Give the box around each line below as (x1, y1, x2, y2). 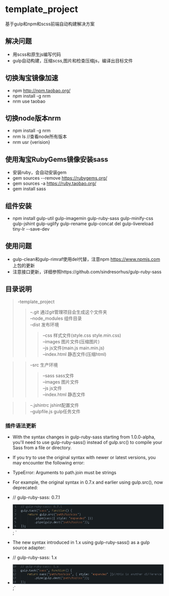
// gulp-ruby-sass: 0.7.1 (12, 494, 60, 500)
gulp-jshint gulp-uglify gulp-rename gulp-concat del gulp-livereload (12, 220, 154, 227)
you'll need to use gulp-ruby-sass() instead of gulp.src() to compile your (12, 439, 162, 445)
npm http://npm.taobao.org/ (12, 87, 71, 94)
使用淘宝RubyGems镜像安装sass (5, 155, 109, 164)
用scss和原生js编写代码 (12, 51, 61, 57)
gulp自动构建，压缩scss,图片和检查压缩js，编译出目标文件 (12, 57, 133, 63)
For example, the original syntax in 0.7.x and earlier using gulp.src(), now (12, 479, 163, 485)
